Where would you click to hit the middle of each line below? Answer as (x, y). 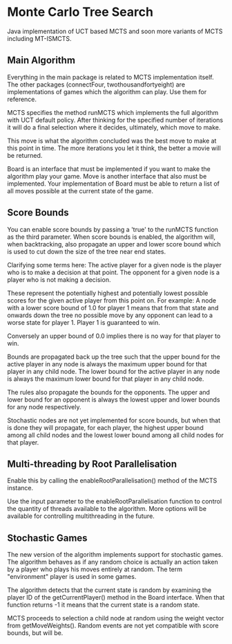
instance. (20, 488)
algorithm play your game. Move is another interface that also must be (107, 176)
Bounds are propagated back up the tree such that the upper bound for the (114, 357)
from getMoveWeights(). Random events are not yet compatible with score (113, 626)
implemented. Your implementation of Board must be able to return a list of (113, 184)
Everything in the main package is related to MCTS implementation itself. (110, 77)
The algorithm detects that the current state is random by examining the (109, 590)
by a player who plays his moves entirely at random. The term (95, 569)
